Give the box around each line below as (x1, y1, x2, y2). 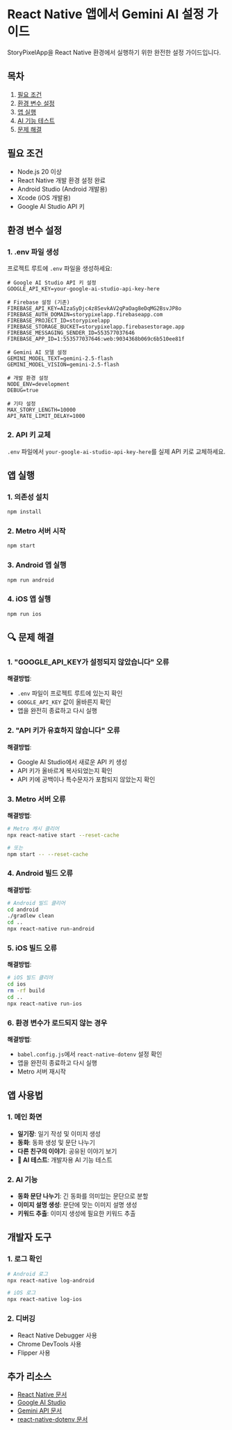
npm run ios (7, 610, 42, 617)
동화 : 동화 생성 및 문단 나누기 (17, 1138, 96, 1147)
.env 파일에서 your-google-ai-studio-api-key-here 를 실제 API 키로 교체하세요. (7, 447, 226, 456)
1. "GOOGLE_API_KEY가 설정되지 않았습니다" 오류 (7, 657, 169, 667)
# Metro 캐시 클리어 (7, 825, 60, 832)
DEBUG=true (7, 387, 39, 394)
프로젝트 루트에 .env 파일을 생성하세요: (7, 264, 113, 272)
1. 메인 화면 (7, 1112, 42, 1122)
